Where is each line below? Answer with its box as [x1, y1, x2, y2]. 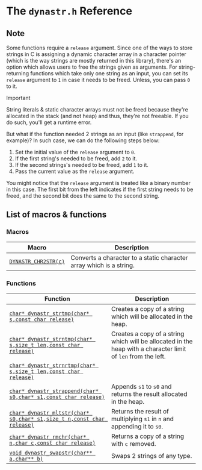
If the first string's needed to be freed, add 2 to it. [14, 155, 137, 162]
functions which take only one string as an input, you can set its [30, 70, 188, 77]
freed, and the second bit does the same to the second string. [6, 192, 160, 199]
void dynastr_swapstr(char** [9, 449, 93, 456]
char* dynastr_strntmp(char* [9, 336, 93, 342]
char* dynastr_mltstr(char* [9, 409, 90, 416]
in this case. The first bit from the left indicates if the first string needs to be [6, 186, 194, 193]
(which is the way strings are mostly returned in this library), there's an [6, 57, 182, 64]
